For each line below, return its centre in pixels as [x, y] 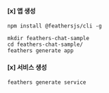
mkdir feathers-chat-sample [49, 39]
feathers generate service [47, 82]
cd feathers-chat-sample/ [45, 45]
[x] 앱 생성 [21, 11]
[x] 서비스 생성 [27, 67]
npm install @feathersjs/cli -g [54, 26]
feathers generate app [40, 51]
